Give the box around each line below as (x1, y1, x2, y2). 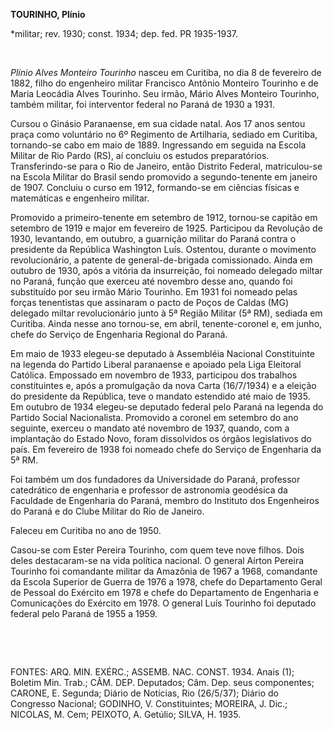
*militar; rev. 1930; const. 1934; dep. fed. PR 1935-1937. (10, 28, 239, 39)
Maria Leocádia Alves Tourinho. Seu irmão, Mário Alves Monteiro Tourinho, (10, 88, 320, 99)
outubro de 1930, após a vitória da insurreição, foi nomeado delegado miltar (10, 265, 323, 276)
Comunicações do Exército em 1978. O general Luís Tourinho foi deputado (10, 597, 317, 609)
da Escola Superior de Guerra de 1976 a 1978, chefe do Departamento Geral (10, 576, 323, 588)
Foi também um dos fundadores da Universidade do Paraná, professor (10, 474, 301, 485)
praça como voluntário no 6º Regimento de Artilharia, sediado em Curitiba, (10, 129, 318, 140)
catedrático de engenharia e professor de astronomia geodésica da (10, 484, 288, 496)
